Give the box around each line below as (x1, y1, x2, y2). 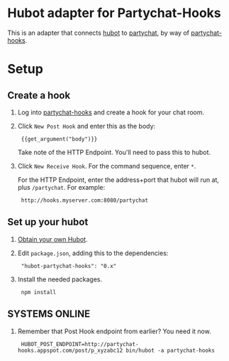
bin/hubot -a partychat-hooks (125, 347, 215, 354)
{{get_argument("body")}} (21, 135, 98, 143)
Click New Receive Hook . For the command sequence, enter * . (17, 161, 196, 170)
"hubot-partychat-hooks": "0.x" (21, 262, 117, 269)
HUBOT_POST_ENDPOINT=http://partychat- (21, 340, 139, 347)
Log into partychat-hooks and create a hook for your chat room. (17, 108, 205, 117)
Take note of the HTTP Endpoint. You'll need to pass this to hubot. (17, 148, 211, 156)
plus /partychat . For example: (17, 183, 106, 191)
